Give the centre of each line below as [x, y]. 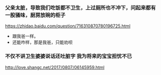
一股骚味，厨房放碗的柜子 [35, 15]
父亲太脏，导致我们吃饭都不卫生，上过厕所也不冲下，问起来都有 [80, 7]
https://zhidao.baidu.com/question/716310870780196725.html [68, 26]
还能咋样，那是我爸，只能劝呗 [42, 42]
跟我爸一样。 [25, 36]
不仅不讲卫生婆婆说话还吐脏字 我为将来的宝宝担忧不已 [68, 56]
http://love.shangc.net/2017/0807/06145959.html [55, 67]
